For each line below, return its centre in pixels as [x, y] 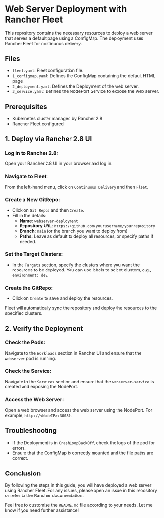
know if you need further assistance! [42, 510]
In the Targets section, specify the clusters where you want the [76, 265]
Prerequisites [26, 107]
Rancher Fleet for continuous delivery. [44, 43]
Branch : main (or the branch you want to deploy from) [74, 231]
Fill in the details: [29, 215]
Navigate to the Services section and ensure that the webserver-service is [80, 382]
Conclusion [23, 473]
